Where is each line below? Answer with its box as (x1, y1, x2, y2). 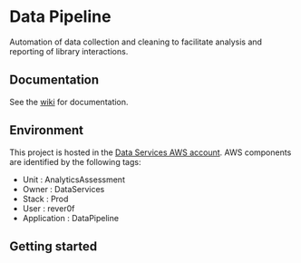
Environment (9, 122, 84, 138)
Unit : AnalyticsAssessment (22, 174, 125, 185)
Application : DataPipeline (22, 212, 120, 223)
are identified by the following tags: (9, 156, 141, 167)
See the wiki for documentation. (9, 96, 129, 107)
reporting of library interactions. (9, 45, 129, 56)
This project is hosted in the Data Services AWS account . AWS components (9, 147, 292, 158)
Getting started (9, 239, 98, 254)
